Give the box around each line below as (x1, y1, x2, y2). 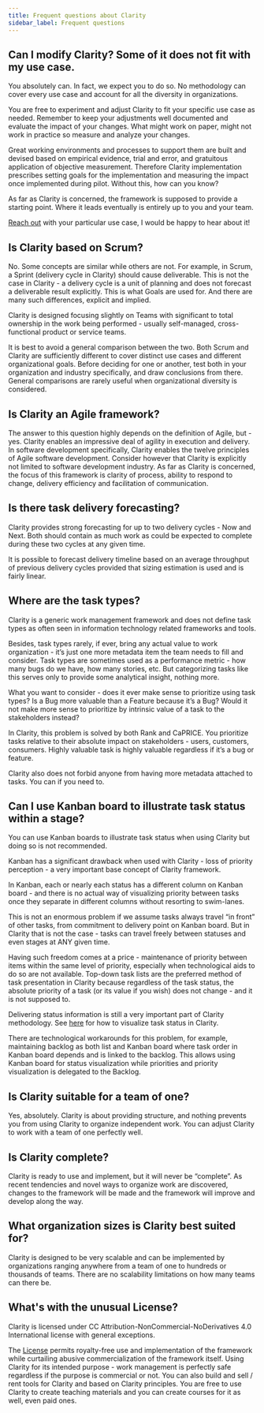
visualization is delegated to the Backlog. (8, 1067, 142, 1077)
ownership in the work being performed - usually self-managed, (8, 319, 217, 328)
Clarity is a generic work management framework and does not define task (8, 615, 252, 624)
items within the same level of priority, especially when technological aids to (8, 961, 255, 970)
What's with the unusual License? (8, 1301, 179, 1314)
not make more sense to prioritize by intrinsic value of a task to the (8, 704, 225, 714)
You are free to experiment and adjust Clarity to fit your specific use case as (8, 105, 255, 114)
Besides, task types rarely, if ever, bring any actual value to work (8, 638, 218, 648)
